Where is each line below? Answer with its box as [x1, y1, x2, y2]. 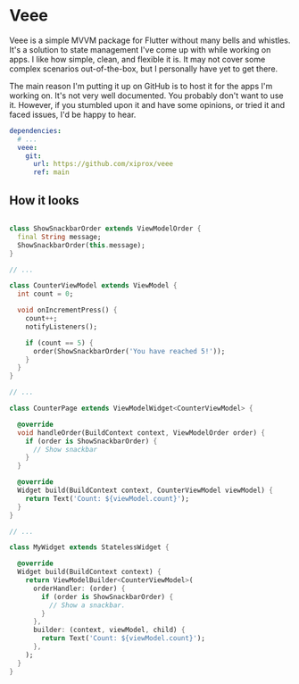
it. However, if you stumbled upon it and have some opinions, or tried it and [9, 99, 286, 110]
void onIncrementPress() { [17, 305, 118, 315]
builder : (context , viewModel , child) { [32, 626, 186, 635]
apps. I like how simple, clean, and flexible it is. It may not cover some [9, 54, 266, 64]
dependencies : [9, 126, 62, 135]
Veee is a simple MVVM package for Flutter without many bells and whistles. [9, 35, 291, 46]
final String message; [17, 232, 102, 241]
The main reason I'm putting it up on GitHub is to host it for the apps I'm [9, 80, 273, 91]
